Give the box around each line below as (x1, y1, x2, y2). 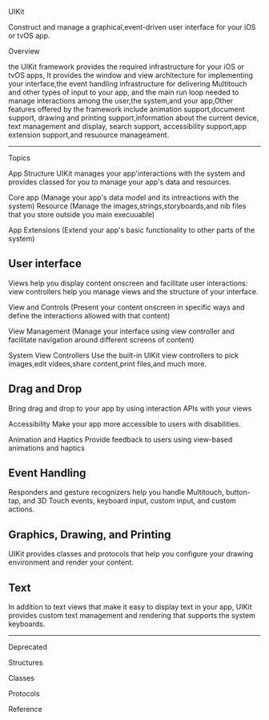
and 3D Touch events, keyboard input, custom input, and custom (22, 496, 236, 506)
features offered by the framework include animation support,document (8, 104, 246, 114)
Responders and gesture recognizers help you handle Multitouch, (8, 487, 224, 497)
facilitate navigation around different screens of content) (8, 334, 195, 344)
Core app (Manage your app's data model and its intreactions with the (8, 192, 239, 202)
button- (225, 487, 251, 497)
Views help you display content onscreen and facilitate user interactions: (8, 278, 248, 288)
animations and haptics (8, 443, 86, 452)
